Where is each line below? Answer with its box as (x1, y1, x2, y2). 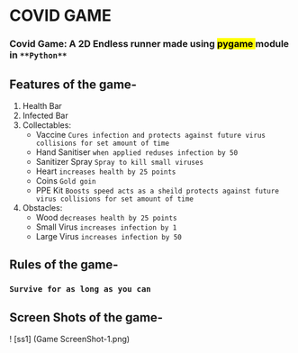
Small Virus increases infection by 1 (35, 222, 177, 232)
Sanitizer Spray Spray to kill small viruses (35, 156, 204, 167)
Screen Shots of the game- (9, 310, 164, 325)
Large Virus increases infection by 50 (35, 231, 183, 241)
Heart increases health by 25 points (35, 166, 176, 176)
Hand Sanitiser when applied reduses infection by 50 (35, 146, 239, 158)
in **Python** (9, 49, 68, 61)
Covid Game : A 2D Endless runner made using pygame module (9, 38, 290, 50)
